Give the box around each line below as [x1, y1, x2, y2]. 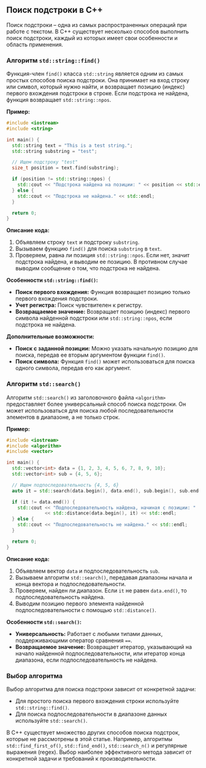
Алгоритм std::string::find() [6, 56, 101, 64]
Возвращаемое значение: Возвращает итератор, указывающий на [15, 643, 192, 650]
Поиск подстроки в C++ [6, 5, 103, 15]
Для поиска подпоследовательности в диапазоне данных [15, 710, 167, 718]
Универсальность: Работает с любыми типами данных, [15, 630, 163, 637]
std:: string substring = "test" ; [12, 148, 97, 154]
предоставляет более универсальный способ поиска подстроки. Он [6, 400, 186, 408]
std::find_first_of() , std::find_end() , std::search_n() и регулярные [6, 742, 188, 749]
